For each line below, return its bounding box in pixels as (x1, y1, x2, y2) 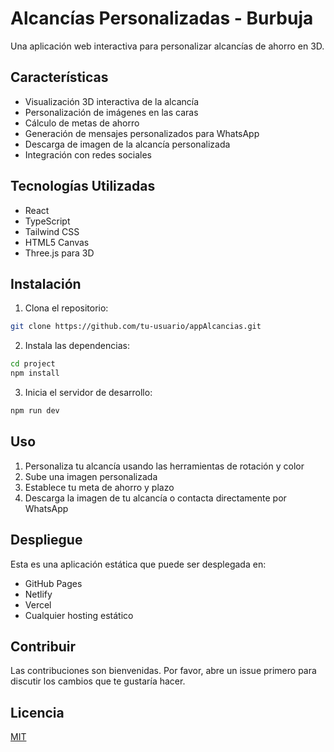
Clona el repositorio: (24, 302, 109, 314)
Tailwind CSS (24, 225, 80, 237)
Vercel (24, 598, 52, 611)
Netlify (24, 588, 53, 600)
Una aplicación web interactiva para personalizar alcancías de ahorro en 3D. (10, 40, 325, 52)
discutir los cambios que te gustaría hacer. (10, 675, 186, 687)
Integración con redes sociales (24, 148, 152, 161)
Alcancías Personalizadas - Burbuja (10, 7, 314, 30)
